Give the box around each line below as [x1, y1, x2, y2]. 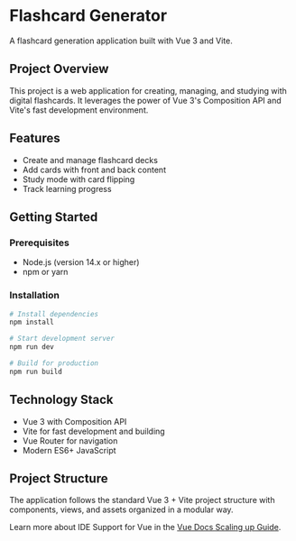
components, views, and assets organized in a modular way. [9, 504, 234, 515]
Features [9, 131, 60, 146]
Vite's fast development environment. [9, 105, 149, 115]
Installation [9, 289, 60, 302]
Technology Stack [9, 392, 114, 408]
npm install [9, 317, 54, 327]
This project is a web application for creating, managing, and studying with [9, 85, 287, 96]
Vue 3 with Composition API [22, 416, 127, 426]
